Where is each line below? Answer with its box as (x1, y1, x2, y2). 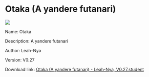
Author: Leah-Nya (5, 47, 42, 53)
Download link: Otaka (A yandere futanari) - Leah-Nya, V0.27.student (5, 66, 144, 72)
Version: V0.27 (5, 57, 35, 63)
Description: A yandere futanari (5, 38, 68, 44)
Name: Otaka (5, 28, 32, 35)
